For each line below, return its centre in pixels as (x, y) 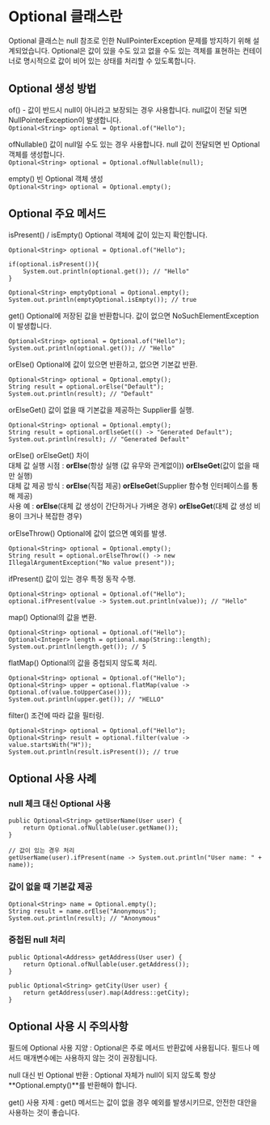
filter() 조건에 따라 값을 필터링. (56, 715)
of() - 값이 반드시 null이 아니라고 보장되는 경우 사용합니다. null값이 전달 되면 (128, 109)
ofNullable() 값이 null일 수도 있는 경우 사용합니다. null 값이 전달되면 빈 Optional (134, 144)
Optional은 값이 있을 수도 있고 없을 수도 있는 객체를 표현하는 (146, 50)
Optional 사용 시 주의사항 (68, 1027)
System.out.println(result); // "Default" (81, 393)
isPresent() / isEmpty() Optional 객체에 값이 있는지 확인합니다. (108, 235)
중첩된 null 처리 (37, 940)
